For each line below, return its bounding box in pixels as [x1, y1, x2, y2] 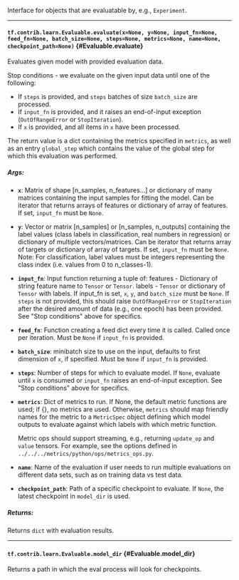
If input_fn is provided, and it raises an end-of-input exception [17, 108, 201, 116]
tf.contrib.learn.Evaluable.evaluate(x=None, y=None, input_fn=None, [7, 29, 218, 36]
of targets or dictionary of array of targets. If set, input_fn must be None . [17, 245, 229, 254]
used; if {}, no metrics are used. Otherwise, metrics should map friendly [17, 405, 229, 414]
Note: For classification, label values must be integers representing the [17, 253, 225, 261]
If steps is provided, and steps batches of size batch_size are [17, 93, 198, 101]
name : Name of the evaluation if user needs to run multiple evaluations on [17, 463, 231, 472]
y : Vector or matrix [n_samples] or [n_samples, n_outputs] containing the [17, 222, 230, 231]
